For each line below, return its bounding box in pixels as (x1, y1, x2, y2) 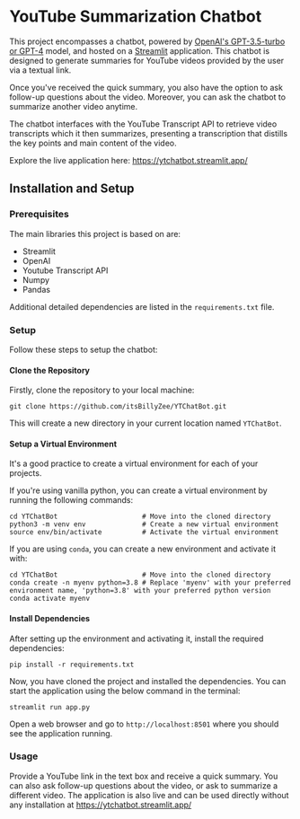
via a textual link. (9, 65, 72, 75)
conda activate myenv (9, 594, 91, 603)
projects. (9, 468, 42, 479)
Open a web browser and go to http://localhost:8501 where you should (9, 718, 279, 729)
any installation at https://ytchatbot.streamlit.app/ (9, 799, 192, 810)
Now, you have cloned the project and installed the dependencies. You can (9, 675, 287, 686)
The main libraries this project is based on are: (9, 228, 181, 239)
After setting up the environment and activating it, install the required (9, 633, 264, 644)
